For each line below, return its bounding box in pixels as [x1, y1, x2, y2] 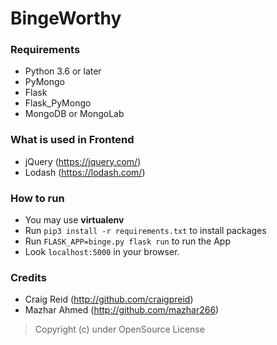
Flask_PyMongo [24, 97, 92, 109]
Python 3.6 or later [24, 65, 102, 77]
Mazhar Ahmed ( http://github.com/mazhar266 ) [24, 304, 220, 316]
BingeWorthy [10, 7, 122, 30]
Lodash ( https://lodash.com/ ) [24, 166, 146, 178]
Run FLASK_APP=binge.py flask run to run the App [24, 235, 231, 247]
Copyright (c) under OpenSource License [34, 323, 205, 336]
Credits [10, 271, 47, 284]
